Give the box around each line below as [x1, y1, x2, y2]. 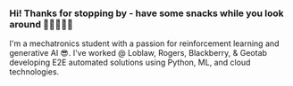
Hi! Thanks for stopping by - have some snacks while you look [9, 7, 284, 20]
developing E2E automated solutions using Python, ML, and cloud [9, 57, 251, 68]
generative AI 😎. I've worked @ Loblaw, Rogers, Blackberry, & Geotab [9, 48, 268, 59]
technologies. [9, 66, 60, 77]
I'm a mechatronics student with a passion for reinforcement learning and [9, 38, 280, 49]
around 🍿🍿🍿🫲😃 [9, 18, 74, 30]
